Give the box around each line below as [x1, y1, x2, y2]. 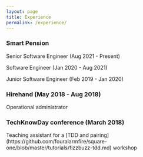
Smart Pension [6, 39, 49, 47]
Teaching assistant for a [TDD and [6, 132, 89, 139]
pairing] [90, 132, 109, 139]
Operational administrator [6, 103, 68, 110]
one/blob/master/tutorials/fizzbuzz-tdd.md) [6, 144, 112, 151]
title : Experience [6, 14, 51, 20]
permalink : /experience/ [6, 19, 67, 25]
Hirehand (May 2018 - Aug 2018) [6, 90, 101, 98]
